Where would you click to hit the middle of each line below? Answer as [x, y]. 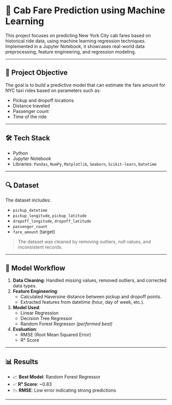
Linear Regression [39, 313]
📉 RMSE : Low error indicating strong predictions [64, 390]
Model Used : [26, 308]
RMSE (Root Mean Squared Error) [56, 335]
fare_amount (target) [34, 232]
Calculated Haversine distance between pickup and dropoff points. [91, 297]
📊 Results [22, 362]
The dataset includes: [28, 200]
